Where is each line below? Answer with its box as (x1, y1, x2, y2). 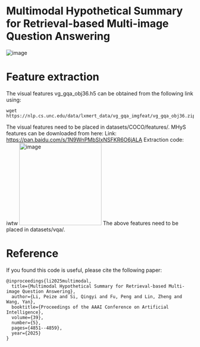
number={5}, (11, 320, 42, 326)
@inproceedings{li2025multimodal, (6, 278, 92, 284)
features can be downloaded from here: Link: (6, 129, 117, 137)
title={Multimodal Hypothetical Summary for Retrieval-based (11, 283, 167, 289)
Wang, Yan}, (6, 299, 36, 305)
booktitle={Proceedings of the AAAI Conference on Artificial (11, 304, 169, 310)
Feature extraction (6, 70, 99, 84)
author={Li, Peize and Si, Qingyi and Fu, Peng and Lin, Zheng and (11, 293, 183, 299)
